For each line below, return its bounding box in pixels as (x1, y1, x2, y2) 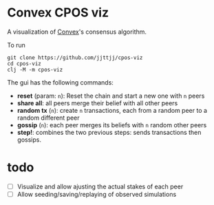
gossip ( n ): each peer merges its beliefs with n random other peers (17, 120, 207, 129)
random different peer (17, 114, 81, 122)
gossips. (17, 136, 41, 144)
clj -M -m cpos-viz (7, 66, 63, 73)
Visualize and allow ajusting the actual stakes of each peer (17, 182, 184, 191)
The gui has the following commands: (7, 78, 114, 87)
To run (7, 41, 26, 49)
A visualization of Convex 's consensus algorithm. (7, 28, 147, 36)
